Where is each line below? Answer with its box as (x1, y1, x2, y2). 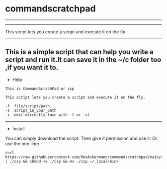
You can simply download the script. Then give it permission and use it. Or (5, 135, 158, 141)
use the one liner (5, 140, 40, 147)
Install (12, 125, 25, 132)
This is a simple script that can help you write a (5, 48, 154, 56)
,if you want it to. (5, 63, 59, 72)
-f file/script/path (5, 103, 50, 108)
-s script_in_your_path (5, 108, 57, 113)
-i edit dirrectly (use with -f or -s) (5, 112, 90, 117)
